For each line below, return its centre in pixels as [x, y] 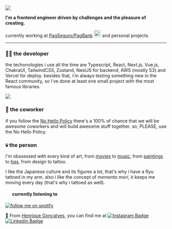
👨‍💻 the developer [27, 53]
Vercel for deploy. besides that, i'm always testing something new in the [81, 76]
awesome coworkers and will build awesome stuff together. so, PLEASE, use [86, 126]
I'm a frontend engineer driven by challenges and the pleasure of [76, 17]
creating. [15, 23]
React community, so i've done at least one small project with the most [80, 81]
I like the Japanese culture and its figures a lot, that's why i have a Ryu [80, 171]
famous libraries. [23, 87]
